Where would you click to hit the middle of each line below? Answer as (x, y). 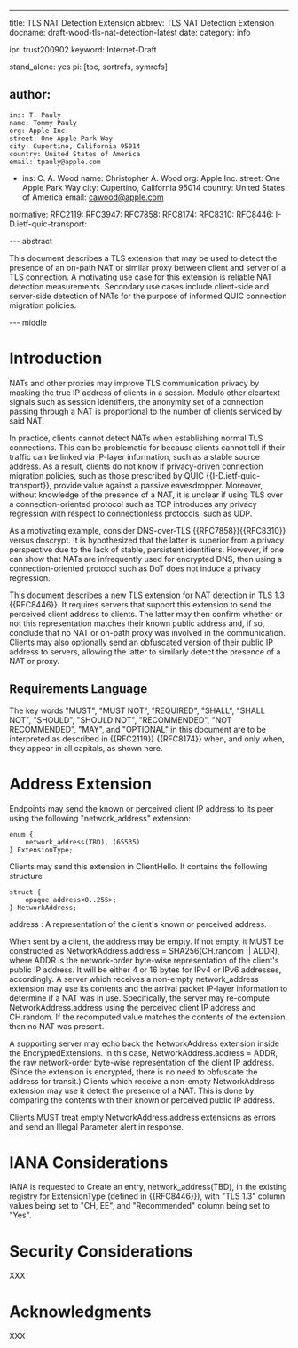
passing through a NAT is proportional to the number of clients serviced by (145, 411)
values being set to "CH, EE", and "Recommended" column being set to (140, 1206)
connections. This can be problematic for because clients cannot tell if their (147, 447)
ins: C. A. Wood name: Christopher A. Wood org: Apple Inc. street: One (151, 178)
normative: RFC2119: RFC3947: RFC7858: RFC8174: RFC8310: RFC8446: (141, 214)
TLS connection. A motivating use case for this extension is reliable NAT (141, 277)
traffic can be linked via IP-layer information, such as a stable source (134, 456)
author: (30, 95)
